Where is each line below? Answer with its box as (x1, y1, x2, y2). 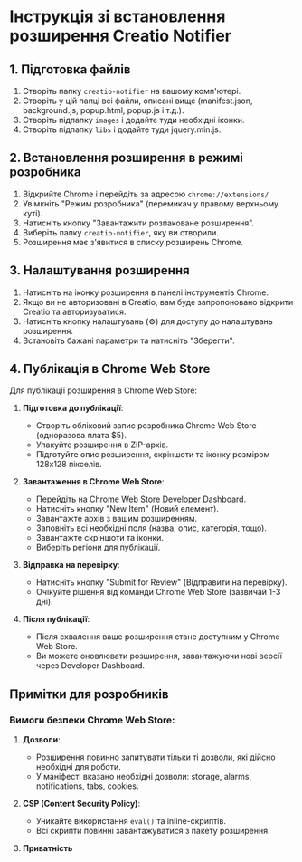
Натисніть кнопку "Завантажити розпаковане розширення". (22, 217, 255, 228)
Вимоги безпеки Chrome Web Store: (9, 714, 175, 726)
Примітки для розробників (9, 686, 169, 702)
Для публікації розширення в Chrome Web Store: (9, 385, 197, 396)
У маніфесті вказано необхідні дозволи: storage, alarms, (35, 771, 252, 782)
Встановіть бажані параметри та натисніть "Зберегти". (22, 335, 235, 346)
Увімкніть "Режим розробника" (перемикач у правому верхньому (22, 197, 278, 209)
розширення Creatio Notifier (9, 25, 232, 46)
